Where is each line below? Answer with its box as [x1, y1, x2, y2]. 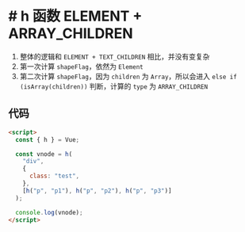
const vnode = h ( [15, 150, 73, 158]
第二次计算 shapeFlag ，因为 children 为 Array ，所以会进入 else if [19, 71, 238, 81]
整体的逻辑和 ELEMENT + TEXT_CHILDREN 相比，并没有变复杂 [19, 51, 210, 61]
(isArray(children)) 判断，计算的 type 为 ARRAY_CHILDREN [19, 81, 209, 91]
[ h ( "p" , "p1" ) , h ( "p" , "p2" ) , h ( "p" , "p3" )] [22, 187, 172, 195]
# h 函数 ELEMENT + [8, 7, 143, 25]
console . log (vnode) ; [15, 208, 83, 216]
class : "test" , [29, 172, 80, 181]
